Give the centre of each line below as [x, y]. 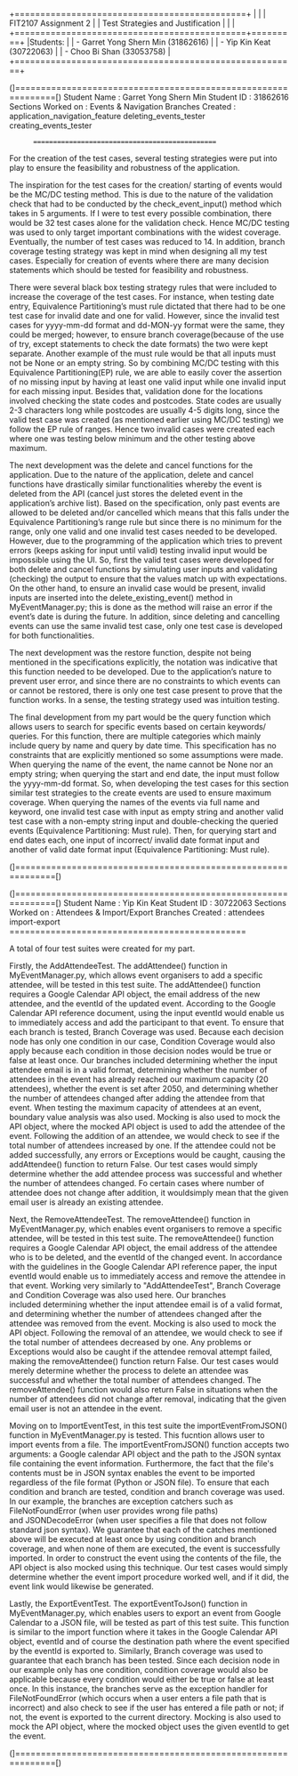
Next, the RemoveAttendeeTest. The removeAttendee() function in [130, 1219]
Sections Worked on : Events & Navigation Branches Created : [123, 106]
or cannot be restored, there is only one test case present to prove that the [146, 690]
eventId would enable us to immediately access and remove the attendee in [148, 1276]
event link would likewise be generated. [81, 1586]
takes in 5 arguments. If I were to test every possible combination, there [141, 213]
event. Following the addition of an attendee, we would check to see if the [145, 1136]
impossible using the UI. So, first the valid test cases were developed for [142, 560]
